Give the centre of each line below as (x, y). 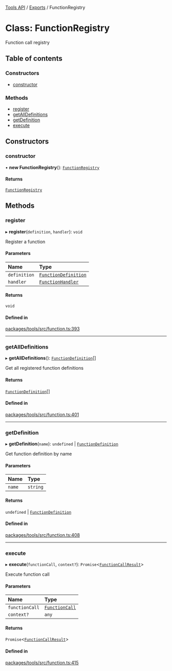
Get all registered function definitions (44, 368)
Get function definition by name (39, 454)
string (35, 487)
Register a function (25, 242)
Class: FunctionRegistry (58, 28)
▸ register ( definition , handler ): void (44, 231)
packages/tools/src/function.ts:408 (43, 535)
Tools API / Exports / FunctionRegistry (45, 7)
